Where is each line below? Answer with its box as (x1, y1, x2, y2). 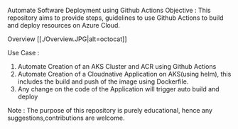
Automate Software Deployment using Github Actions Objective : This (7, 6, 211, 14)
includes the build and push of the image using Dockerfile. (17, 77, 189, 86)
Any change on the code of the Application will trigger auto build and (17, 85, 220, 93)
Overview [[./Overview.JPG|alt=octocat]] (7, 35, 127, 43)
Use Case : (7, 49, 40, 57)
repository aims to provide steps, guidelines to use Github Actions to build (7, 13, 224, 22)
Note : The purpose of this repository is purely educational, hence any (7, 106, 213, 114)
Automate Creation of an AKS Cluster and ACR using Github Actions (17, 62, 217, 70)
